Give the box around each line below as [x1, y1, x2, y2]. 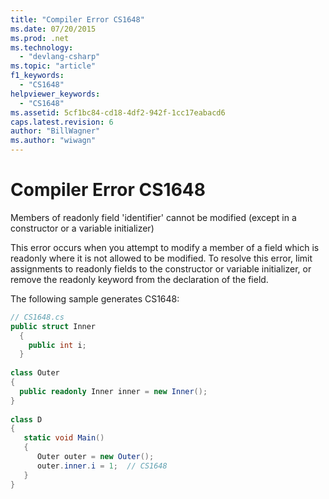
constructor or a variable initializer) [10, 222, 155, 234]
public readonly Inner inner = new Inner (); [19, 386, 208, 396]
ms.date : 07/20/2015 [10, 24, 97, 34]
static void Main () [23, 433, 105, 443]
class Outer [10, 368, 60, 378]
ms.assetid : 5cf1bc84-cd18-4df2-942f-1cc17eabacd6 [10, 107, 226, 118]
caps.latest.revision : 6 [10, 117, 114, 127]
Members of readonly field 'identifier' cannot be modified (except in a [10, 211, 297, 223]
